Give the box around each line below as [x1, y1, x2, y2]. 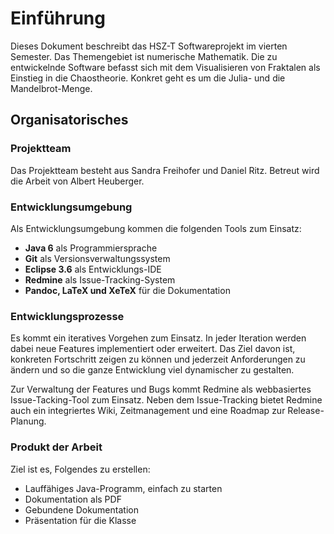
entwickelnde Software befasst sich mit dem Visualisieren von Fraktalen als [10, 61, 321, 73]
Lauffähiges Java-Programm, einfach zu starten [24, 482, 223, 494]
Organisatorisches [10, 112, 129, 129]
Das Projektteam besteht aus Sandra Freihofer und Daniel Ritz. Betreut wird [10, 164, 320, 176]
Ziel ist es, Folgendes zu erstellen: [10, 463, 151, 475]
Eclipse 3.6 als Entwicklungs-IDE [24, 263, 162, 275]
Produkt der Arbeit [10, 440, 103, 454]
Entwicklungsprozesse [10, 309, 125, 323]
